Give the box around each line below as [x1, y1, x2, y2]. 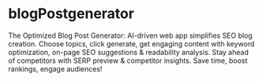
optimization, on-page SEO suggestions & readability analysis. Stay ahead [8, 47, 249, 57]
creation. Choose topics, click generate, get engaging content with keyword [8, 39, 255, 48]
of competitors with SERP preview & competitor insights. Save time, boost [8, 56, 248, 65]
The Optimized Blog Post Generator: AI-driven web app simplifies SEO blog [8, 31, 253, 40]
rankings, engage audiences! [8, 64, 103, 73]
